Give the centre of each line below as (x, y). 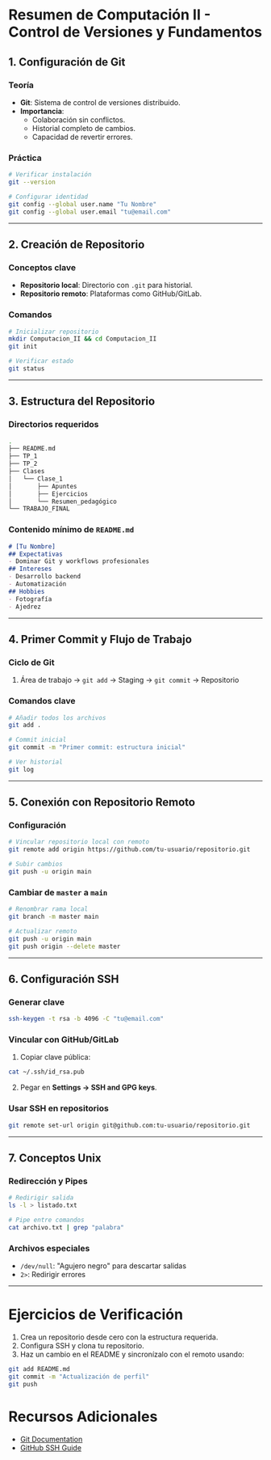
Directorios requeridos (54, 425)
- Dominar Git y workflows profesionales (79, 561)
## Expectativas (35, 554)
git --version (32, 182)
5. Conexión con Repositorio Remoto (102, 802)
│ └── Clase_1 (35, 479)
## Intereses (30, 569)
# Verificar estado (41, 362)
